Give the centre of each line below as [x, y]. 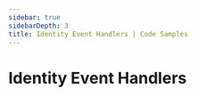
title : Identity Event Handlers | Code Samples [98, 34]
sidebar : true [35, 17]
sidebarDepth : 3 [38, 26]
